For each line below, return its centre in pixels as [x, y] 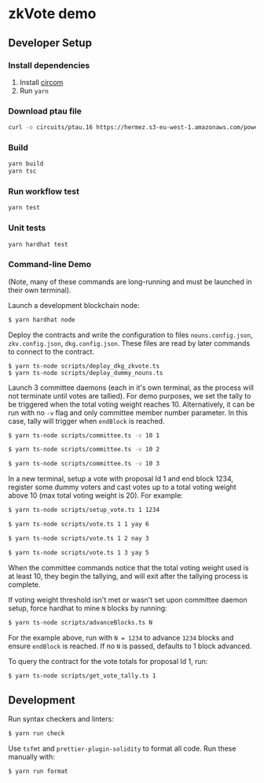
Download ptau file [45, 111]
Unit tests [27, 228]
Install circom [41, 82]
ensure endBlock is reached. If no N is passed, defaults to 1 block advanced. [130, 646]
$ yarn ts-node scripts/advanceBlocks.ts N [81, 622]
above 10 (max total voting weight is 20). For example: [95, 495]
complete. [24, 584]
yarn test [24, 208]
